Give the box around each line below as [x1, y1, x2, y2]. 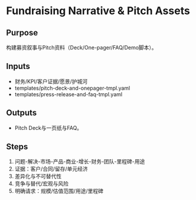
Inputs [6, 61, 31, 71]
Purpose [6, 28, 38, 38]
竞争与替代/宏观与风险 [14, 180, 69, 187]
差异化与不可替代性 [14, 173, 62, 180]
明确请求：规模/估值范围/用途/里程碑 [14, 188, 103, 195]
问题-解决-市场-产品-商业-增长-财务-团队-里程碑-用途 [14, 158, 145, 165]
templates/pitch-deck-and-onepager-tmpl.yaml [14, 84, 130, 91]
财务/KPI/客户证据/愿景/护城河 [14, 78, 88, 85]
